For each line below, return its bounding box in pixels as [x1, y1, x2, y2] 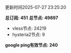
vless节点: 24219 [12, 25, 47, 31]
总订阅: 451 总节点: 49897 [5, 15, 58, 21]
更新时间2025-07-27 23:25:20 [5, 4, 66, 10]
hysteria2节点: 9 [12, 32, 45, 37]
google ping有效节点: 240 [5, 42, 58, 48]
